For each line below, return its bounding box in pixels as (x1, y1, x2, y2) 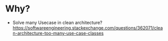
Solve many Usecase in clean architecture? (12, 19, 102, 25)
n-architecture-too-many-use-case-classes (12, 30, 104, 36)
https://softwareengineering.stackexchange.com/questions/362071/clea (12, 24, 163, 30)
